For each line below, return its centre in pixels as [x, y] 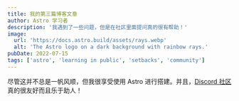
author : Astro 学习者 [38, 21]
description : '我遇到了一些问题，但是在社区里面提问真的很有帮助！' [97, 27]
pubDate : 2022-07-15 [38, 54]
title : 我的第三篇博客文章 [43, 14]
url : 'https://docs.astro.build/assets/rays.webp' [90, 41]
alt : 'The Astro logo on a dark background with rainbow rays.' [111, 47]
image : [17, 34]
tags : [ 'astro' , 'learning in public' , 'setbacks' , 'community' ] [106, 60]
